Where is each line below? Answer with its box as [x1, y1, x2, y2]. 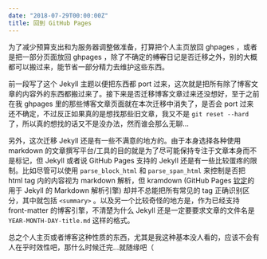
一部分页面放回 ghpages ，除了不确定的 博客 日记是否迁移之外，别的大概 [22, 52, 257, 61]
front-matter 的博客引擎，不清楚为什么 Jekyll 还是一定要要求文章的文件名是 [8, 205, 255, 215]
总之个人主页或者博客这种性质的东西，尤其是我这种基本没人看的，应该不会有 [8, 232, 260, 241]
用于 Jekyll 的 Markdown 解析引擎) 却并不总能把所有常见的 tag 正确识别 [8, 185, 243, 195]
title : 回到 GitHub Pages [8, 19, 92, 27]
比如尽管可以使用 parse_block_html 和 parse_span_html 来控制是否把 [22, 165, 245, 175]
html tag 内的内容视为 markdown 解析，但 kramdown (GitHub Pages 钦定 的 [8, 175, 255, 185]
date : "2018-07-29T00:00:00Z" [8, 11, 109, 20]
